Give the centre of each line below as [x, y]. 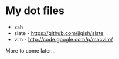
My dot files [35, 11]
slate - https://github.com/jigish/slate [59, 33]
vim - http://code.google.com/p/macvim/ [63, 39]
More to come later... [31, 50]
